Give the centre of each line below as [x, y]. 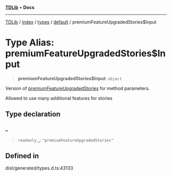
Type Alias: [30, 43]
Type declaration [33, 114]
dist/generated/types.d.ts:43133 [39, 168]
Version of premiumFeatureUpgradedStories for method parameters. [78, 88]
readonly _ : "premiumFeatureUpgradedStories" [66, 140]
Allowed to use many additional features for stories [59, 98]
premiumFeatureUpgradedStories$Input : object [70, 78]
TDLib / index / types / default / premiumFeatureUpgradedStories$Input [81, 22]
